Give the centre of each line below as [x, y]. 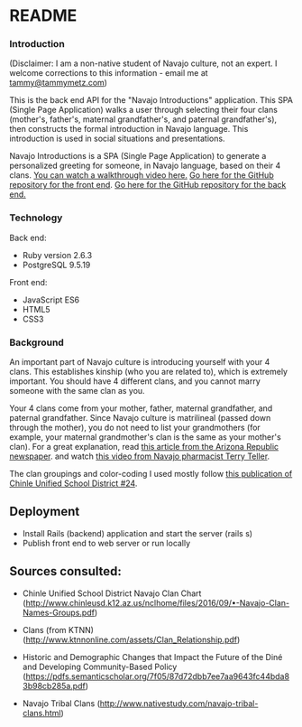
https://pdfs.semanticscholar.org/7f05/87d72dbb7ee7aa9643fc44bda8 [158, 676]
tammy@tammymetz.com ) [59, 83]
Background [37, 342]
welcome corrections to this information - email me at [109, 73]
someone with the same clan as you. [78, 391]
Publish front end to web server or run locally [106, 543]
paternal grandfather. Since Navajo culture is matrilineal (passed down [140, 418]
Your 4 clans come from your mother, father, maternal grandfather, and [141, 408]
